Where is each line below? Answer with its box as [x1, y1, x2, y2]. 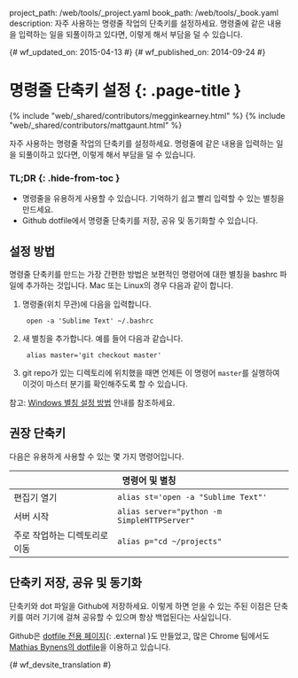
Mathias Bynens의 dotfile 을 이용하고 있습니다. [9, 642, 171, 652]
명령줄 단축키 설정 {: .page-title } [9, 81, 242, 101]
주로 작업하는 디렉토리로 [13, 529, 109, 542]
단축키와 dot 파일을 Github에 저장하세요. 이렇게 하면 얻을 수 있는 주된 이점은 [9, 600, 272, 611]
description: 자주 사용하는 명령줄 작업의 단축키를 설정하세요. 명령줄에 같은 [9, 18, 266, 28]
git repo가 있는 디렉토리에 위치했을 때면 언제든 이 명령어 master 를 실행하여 [21, 368, 280, 378]
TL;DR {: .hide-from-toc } [9, 172, 121, 184]
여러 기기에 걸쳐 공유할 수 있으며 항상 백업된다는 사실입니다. [25, 612, 232, 622]
